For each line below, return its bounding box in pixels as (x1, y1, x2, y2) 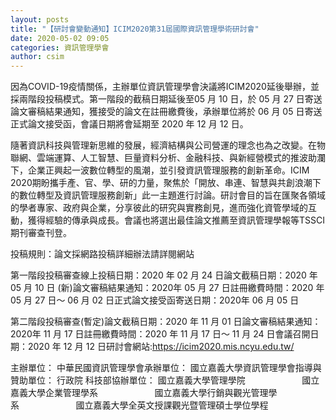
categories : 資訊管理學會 (10, 42, 110, 53)
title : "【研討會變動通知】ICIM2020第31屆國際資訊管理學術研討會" (10, 24, 260, 34)
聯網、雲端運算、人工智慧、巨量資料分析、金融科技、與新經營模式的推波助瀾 (10, 152, 326, 164)
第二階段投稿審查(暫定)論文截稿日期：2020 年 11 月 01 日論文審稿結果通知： (10, 316, 322, 328)
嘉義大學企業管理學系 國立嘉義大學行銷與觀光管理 (10, 387, 269, 399)
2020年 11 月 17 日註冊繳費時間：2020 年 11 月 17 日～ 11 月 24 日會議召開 (10, 328, 311, 340)
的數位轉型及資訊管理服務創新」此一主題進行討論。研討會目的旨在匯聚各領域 (10, 189, 326, 201)
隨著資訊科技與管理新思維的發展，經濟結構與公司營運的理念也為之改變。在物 (10, 139, 326, 151)
